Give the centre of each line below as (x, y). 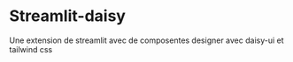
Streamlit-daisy (68, 16)
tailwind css (31, 49)
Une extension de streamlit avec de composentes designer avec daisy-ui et (147, 40)
